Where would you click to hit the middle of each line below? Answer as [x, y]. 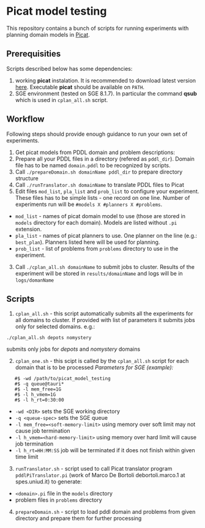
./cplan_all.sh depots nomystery [49, 338]
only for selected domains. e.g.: [55, 327]
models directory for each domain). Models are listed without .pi [96, 222]
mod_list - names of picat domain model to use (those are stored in [100, 216]
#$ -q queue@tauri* [39, 384]
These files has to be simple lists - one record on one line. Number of [102, 197]
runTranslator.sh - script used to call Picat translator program [94, 469]
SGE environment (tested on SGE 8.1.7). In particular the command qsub [106, 94]
